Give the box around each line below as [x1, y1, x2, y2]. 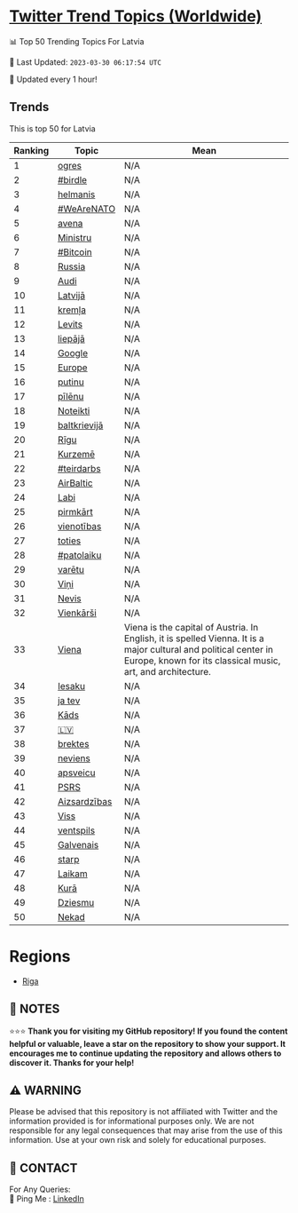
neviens [57, 752, 90, 765]
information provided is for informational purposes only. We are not [9, 1116, 255, 1127]
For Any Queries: [9, 1184, 71, 1195]
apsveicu [57, 766, 96, 779]
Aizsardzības [57, 795, 113, 807]
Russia [57, 260, 86, 273]
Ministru [57, 231, 92, 243]
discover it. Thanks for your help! [9, 1057, 135, 1067]
